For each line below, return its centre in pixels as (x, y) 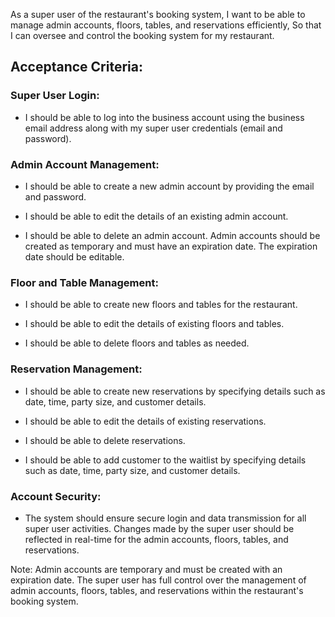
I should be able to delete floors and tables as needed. (137, 343)
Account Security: (56, 496)
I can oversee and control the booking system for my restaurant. (142, 35)
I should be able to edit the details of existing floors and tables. (154, 324)
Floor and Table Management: (84, 282)
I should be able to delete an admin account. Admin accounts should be (172, 235)
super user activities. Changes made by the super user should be (159, 528)
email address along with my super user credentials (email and (153, 128)
